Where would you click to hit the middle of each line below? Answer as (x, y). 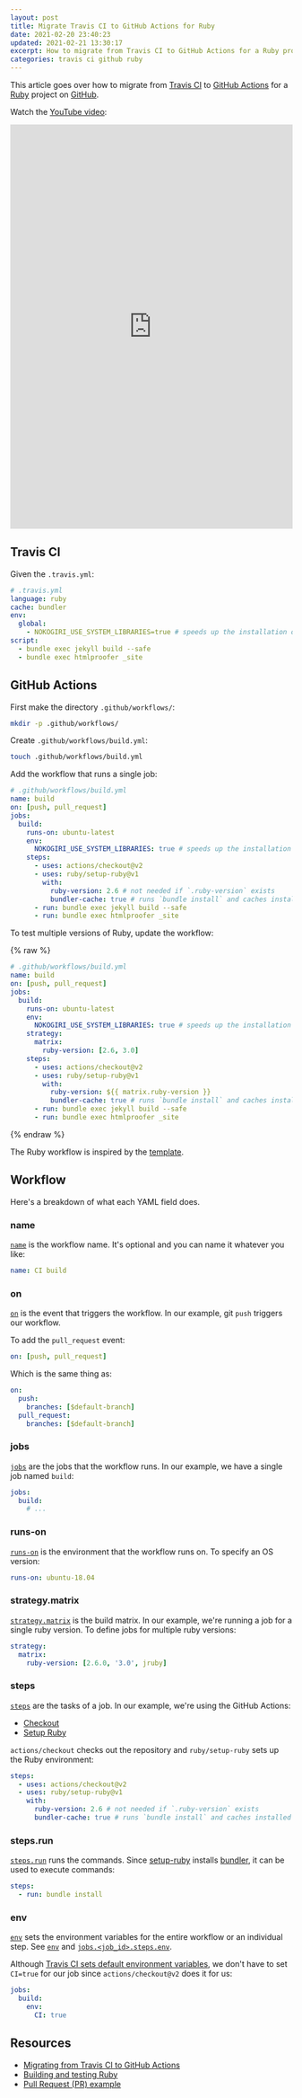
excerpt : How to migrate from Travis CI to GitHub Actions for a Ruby (145, 51)
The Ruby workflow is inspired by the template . (97, 1152)
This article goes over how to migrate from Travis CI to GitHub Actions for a (149, 85)
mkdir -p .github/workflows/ (65, 723)
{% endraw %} (38, 1134)
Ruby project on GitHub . (55, 94)
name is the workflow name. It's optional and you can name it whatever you (147, 1244)
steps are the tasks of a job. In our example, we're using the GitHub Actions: (151, 1705)
